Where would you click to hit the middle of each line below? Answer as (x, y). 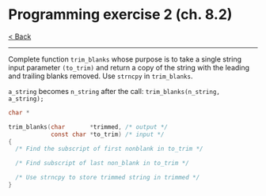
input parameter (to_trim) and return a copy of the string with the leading (129, 67)
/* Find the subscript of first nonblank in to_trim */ (109, 149)
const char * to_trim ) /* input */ (107, 134)
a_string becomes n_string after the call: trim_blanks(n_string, (114, 91)
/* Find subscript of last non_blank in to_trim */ (103, 164)
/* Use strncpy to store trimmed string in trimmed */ (108, 178)
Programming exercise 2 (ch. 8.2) (120, 15)
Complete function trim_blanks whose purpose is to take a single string (125, 59)
